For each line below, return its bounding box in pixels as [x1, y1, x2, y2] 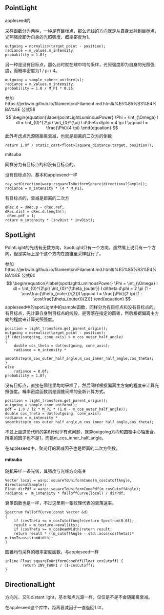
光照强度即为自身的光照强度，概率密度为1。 [5, 34, 93, 40]
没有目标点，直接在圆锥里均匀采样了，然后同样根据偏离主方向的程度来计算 [5, 382, 155, 388]
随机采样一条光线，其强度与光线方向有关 [5, 468, 86, 474]
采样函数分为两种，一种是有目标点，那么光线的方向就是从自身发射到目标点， [5, 28, 159, 34]
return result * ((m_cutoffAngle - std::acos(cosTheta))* [14, 531, 134, 536]
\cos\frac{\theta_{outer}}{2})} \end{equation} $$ [33, 296, 131, 302]
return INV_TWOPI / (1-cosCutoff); [22, 563, 95, 568]
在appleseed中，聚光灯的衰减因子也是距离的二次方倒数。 [5, 445, 121, 451]
